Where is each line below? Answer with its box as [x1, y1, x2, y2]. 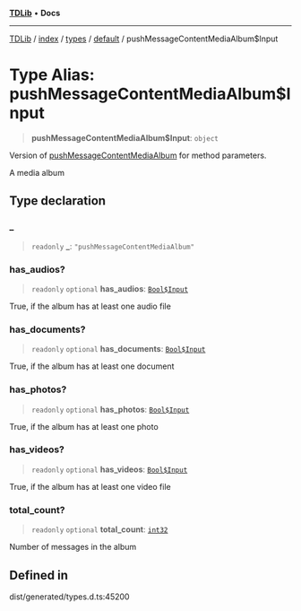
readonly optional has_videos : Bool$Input [30, 464, 188, 475]
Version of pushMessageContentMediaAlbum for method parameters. [9, 150, 267, 161]
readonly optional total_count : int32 [30, 524, 168, 535]
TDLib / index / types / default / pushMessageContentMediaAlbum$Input [9, 33, 279, 44]
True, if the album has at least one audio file [9, 301, 172, 311]
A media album [9, 167, 65, 178]
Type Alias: [9, 65, 96, 85]
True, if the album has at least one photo [9, 421, 159, 432]
